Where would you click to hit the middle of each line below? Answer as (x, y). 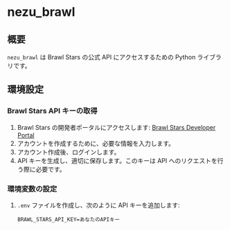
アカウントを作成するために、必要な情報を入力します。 (96, 143)
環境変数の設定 (32, 189)
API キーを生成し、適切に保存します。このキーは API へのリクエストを (117, 160)
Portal (26, 135)
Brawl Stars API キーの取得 (53, 111)
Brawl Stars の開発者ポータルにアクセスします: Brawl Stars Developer (116, 127)
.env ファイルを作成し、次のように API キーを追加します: (98, 205)
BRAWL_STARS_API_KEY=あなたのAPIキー (68, 219)
